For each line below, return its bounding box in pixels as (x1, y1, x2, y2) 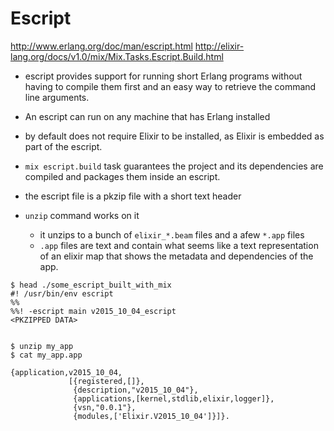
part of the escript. (24, 140, 103, 152)
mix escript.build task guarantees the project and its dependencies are (24, 160, 324, 172)
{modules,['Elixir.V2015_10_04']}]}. (73, 411, 230, 421)
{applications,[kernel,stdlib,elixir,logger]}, (73, 393, 275, 404)
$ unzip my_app (10, 341, 74, 351)
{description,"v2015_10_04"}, (73, 385, 199, 395)
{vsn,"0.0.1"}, (73, 402, 137, 412)
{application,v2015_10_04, (10, 367, 123, 377)
